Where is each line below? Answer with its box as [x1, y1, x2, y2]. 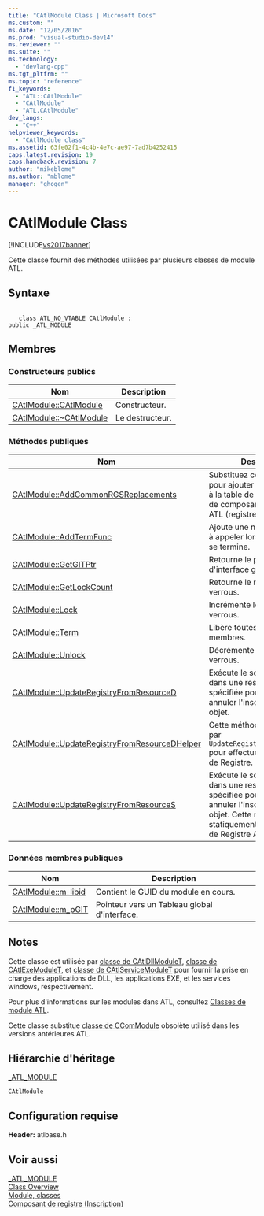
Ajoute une [208, 521, 249, 532]
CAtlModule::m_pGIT [12, 903, 89, 914]
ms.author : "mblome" [8, 172, 76, 181]
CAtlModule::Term [12, 627, 79, 638]
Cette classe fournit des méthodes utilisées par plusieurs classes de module [8, 255, 255, 265]
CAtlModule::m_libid [12, 886, 86, 897]
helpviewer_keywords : [8, 128, 79, 136]
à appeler [208, 532, 244, 543]
